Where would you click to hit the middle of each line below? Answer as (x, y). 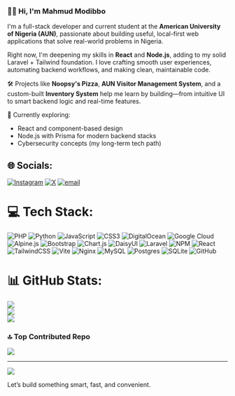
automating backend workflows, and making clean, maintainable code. (109, 70)
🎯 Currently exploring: (39, 115)
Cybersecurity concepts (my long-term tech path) (90, 144)
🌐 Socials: (30, 165)
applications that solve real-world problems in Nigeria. (85, 41)
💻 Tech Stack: (50, 212)
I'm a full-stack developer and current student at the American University (114, 27)
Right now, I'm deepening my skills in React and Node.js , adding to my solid (117, 55)
